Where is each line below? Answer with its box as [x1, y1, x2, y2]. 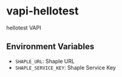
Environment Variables [6, 42, 95, 52]
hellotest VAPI [6, 24, 41, 31]
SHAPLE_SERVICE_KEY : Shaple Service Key [15, 64, 117, 71]
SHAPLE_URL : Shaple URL [15, 57, 75, 64]
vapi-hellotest [6, 4, 79, 18]
